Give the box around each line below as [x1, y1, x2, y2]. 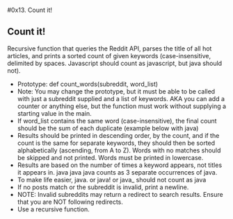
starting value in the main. [17, 109, 92, 117]
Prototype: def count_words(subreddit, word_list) [17, 80, 159, 88]
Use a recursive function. [17, 204, 90, 213]
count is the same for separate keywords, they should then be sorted [17, 139, 216, 147]
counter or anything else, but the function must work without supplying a [17, 102, 227, 110]
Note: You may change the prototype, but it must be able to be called [17, 87, 216, 96]
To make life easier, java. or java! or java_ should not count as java [17, 175, 207, 184]
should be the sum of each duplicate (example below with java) [17, 124, 199, 132]
